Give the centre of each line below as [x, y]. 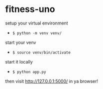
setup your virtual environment [37, 23]
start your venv [21, 42]
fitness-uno [30, 9]
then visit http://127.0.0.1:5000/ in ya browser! [52, 81]
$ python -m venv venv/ [37, 33]
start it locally [19, 61]
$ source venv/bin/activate [41, 52]
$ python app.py [29, 72]
